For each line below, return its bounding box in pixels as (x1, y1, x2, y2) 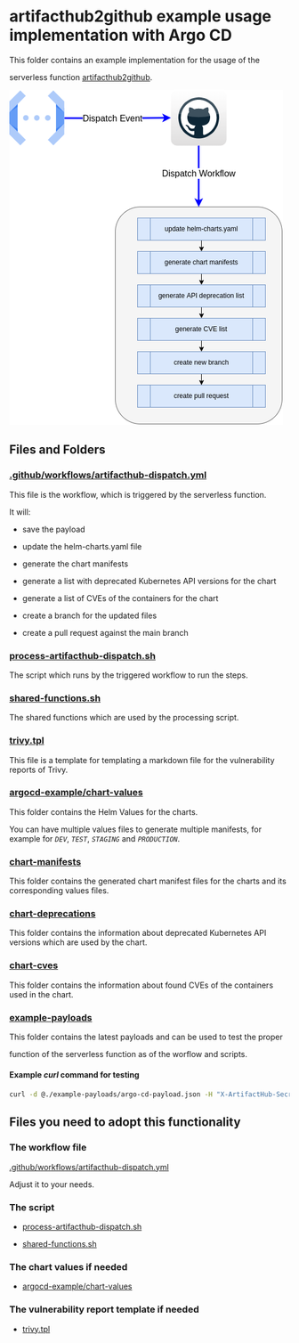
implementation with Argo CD (9, 25, 233, 45)
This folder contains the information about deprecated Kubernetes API (9, 928, 267, 939)
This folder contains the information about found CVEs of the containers (9, 980, 274, 990)
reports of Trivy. (9, 764, 69, 775)
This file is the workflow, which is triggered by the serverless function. (9, 489, 267, 500)
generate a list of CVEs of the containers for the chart (21, 592, 219, 603)
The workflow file (9, 1142, 87, 1154)
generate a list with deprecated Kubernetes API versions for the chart (21, 575, 277, 586)
